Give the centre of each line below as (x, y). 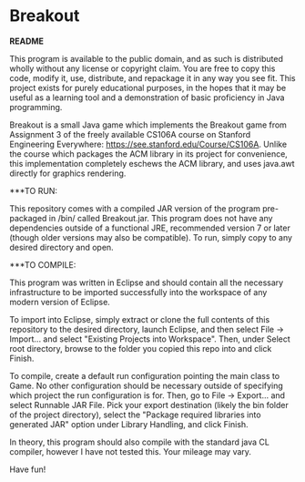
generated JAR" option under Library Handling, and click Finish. (129, 424)
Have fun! (28, 469)
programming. (36, 107)
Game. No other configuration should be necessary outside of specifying (147, 385)
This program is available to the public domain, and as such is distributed (147, 58)
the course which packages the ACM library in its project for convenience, (149, 154)
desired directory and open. (61, 247)
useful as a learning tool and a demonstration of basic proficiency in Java (147, 97)
